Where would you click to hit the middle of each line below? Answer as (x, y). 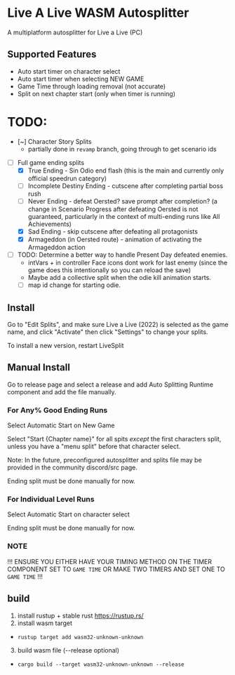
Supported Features (52, 54)
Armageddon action (56, 248)
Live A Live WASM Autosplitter (98, 13)
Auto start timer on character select (69, 71)
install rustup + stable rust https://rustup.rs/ (80, 615)
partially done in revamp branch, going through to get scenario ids (122, 149)
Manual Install (39, 367)
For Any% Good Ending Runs (58, 410)
